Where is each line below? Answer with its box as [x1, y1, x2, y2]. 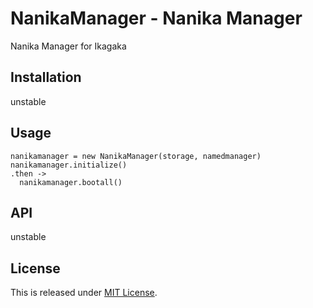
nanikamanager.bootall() [19, 177, 123, 187]
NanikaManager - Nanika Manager [10, 7, 303, 30]
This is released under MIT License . [10, 287, 158, 299]
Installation [10, 69, 82, 86]
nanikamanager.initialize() [10, 160, 128, 170]
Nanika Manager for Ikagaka [10, 40, 127, 52]
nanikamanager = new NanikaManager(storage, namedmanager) [10, 151, 262, 161]
